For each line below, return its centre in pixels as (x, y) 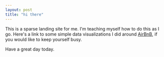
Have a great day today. (30, 49)
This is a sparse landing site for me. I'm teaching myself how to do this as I (82, 28)
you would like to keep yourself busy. (44, 39)
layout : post (19, 10)
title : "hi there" (24, 14)
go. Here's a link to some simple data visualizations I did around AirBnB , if (81, 34)
